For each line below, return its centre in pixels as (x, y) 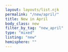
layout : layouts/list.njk (32, 10)
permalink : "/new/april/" (32, 14)
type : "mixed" (20, 33)
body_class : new (22, 24)
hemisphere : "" (21, 42)
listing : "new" (21, 38)
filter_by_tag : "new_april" (34, 28)
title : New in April (27, 19)
